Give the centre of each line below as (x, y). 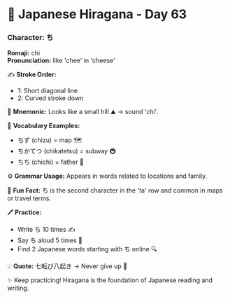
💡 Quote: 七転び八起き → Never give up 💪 (67, 266)
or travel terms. (29, 198)
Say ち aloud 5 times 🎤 (50, 240)
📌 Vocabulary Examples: (44, 126)
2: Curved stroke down (50, 98)
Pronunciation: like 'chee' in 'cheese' (61, 61)
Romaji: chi (24, 53)
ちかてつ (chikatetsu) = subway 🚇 (67, 151)
